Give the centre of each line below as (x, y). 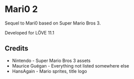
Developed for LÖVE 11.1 (29, 32)
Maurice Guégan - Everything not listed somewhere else (71, 65)
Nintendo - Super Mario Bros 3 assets (51, 60)
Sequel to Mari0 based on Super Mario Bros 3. (53, 23)
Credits (17, 48)
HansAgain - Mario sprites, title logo (49, 71)
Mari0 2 (21, 9)
